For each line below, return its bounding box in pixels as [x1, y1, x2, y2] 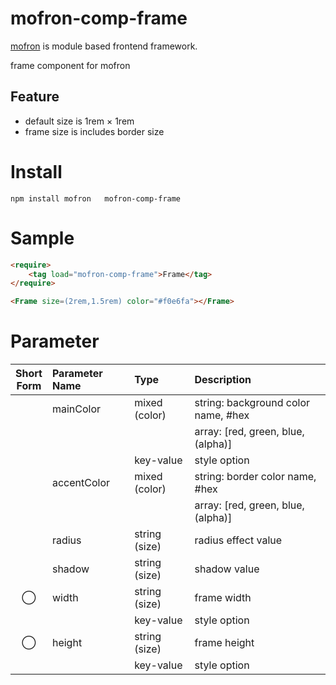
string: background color [194, 396, 311, 410]
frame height [194, 636, 255, 650]
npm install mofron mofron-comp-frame [10, 193, 182, 204]
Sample [10, 227, 75, 249]
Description [194, 373, 252, 387]
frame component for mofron [10, 59, 131, 71]
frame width [194, 591, 252, 605]
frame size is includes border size [24, 125, 165, 137]
